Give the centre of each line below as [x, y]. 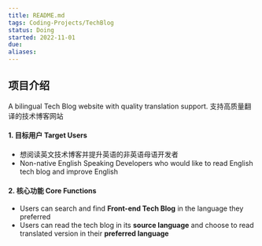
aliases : [22, 52]
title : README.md [37, 15]
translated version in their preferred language [94, 233]
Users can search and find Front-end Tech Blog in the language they [131, 208]
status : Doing [31, 30]
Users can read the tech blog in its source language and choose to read [137, 226]
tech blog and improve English [68, 172]
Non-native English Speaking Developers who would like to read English [136, 163]
